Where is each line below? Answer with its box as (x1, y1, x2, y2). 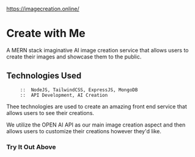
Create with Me (6, 27, 86, 40)
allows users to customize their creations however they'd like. (6, 127, 162, 134)
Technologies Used (6, 71, 81, 81)
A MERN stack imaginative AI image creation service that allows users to (6, 46, 189, 54)
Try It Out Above (6, 142, 56, 151)
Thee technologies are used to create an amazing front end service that (6, 103, 188, 110)
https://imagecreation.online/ (6, 5, 79, 12)
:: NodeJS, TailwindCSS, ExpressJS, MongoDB (20, 86, 138, 93)
